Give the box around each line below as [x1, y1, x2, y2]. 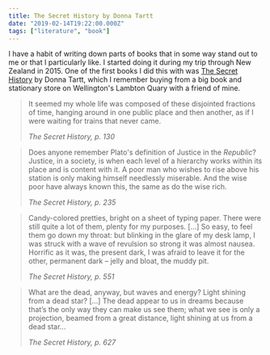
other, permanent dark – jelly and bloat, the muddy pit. [27, 256, 209, 266]
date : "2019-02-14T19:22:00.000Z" [8, 19, 125, 27]
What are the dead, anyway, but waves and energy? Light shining [27, 288, 247, 298]
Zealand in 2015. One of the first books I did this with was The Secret [8, 66, 238, 76]
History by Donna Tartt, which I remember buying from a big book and [8, 74, 243, 85]
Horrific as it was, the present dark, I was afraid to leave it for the [27, 247, 245, 257]
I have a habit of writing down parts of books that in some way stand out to [8, 49, 258, 59]
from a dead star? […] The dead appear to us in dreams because [27, 296, 244, 306]
